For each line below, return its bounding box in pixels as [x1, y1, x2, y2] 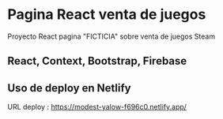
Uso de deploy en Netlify [7, 81, 131, 95]
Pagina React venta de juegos [7, 6, 206, 24]
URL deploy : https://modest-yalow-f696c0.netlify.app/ [7, 102, 187, 112]
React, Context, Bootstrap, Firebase [7, 54, 187, 68]
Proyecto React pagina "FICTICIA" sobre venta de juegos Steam [7, 32, 215, 41]
